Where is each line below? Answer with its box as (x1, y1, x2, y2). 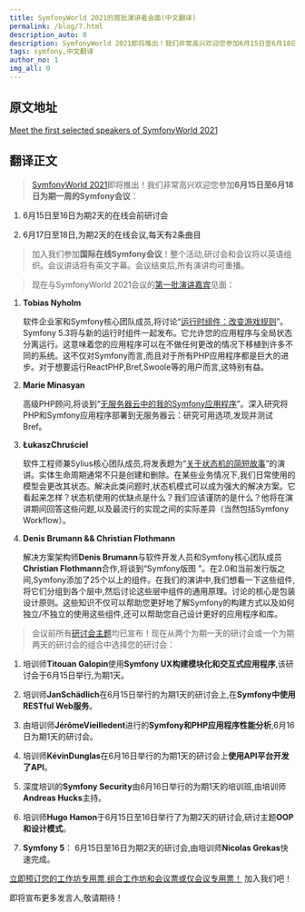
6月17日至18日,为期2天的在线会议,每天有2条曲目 (22, 229, 202, 240)
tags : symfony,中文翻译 (9, 47, 93, 56)
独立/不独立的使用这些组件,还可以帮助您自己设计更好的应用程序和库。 (22, 608, 283, 619)
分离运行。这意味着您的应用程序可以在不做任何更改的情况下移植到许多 (22, 338, 286, 350)
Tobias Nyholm (22, 297, 82, 308)
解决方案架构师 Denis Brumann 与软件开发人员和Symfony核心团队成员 (22, 551, 283, 562)
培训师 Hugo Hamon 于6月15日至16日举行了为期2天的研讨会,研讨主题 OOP (22, 811, 294, 822)
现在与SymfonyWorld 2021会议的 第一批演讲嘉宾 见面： (31, 279, 235, 290)
